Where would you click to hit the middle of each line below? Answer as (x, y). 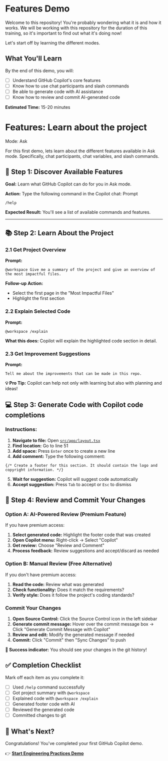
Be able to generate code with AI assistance (58, 91)
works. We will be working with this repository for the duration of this (76, 27)
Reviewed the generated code (43, 710)
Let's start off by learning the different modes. (53, 42)
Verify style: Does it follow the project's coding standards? (73, 595)
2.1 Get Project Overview (36, 250)
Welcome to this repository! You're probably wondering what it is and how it (83, 22)
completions (25, 415)
